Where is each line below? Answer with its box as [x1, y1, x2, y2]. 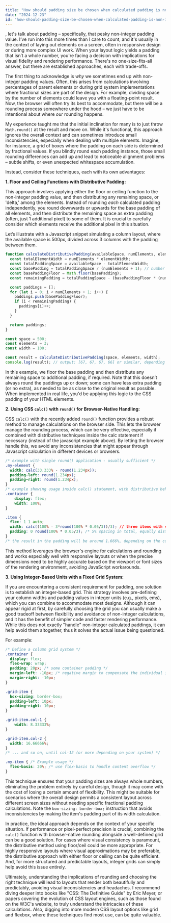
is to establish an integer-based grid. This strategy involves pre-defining [5, 589, 157, 595]
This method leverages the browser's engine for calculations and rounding [5, 548, 162, 554]
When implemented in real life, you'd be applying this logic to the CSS [5, 391, 152, 397]
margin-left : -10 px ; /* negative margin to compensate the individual [10, 671, 163, 676]
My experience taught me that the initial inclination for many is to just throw [5, 121, 163, 127]
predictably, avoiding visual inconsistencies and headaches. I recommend [5, 884, 160, 890]
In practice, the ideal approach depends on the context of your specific [5, 821, 155, 827]
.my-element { [5, 463, 36, 468]
